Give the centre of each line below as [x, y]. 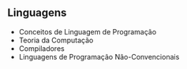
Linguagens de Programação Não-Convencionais [99, 56]
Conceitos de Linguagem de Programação [88, 31]
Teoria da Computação [56, 40]
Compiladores [41, 48]
